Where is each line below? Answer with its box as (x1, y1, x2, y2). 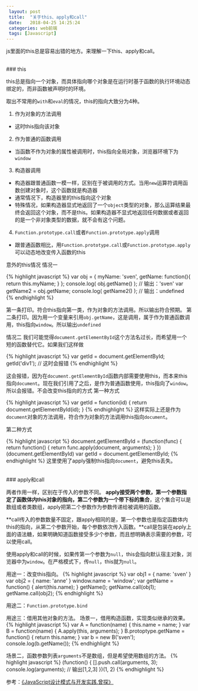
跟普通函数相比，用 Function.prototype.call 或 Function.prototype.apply (14, 242, 191, 249)
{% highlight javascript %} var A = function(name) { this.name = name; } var (6, 621, 190, 628)
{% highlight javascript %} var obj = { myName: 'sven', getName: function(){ (6, 273, 191, 281)
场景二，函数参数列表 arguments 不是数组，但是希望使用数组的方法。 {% (6, 652, 179, 659)
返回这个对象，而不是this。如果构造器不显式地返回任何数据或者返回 (25, 209, 189, 216)
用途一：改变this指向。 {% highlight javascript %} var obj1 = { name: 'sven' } (6, 571, 192, 578)
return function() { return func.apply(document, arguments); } (6, 444, 156, 451)
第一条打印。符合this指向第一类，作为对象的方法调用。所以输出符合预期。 (6, 307, 186, 314)
